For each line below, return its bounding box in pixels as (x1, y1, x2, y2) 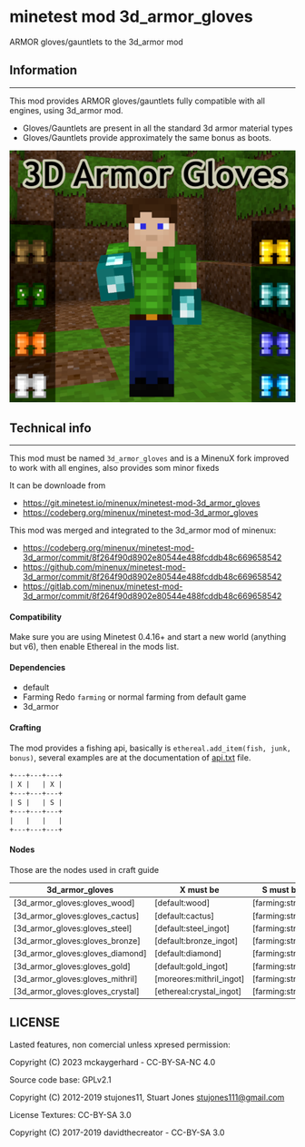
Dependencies (9, 662, 66, 672)
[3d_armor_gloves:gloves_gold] (13, 960, 132, 972)
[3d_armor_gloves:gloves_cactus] (13, 910, 140, 921)
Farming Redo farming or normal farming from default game (22, 691, 247, 702)
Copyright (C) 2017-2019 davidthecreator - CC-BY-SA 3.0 (9, 1127, 225, 1138)
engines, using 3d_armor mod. (9, 104, 124, 115)
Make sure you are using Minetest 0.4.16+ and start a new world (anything (9, 632, 287, 642)
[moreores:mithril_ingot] (153, 973, 245, 984)
